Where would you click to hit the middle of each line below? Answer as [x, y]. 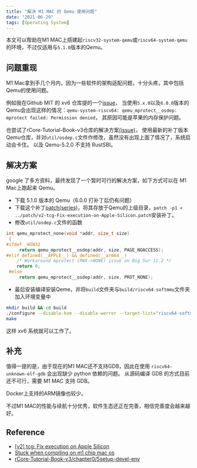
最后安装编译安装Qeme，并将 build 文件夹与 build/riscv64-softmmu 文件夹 [102, 289]
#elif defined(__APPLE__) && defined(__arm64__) [67, 255]
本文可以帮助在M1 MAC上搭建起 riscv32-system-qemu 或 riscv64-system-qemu [97, 40]
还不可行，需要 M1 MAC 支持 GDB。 [49, 381]
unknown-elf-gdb [26, 374]
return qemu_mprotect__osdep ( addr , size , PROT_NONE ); [86, 277]
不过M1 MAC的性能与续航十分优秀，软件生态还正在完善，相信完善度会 [91, 406]
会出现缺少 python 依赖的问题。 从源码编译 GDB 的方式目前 [118, 374]
